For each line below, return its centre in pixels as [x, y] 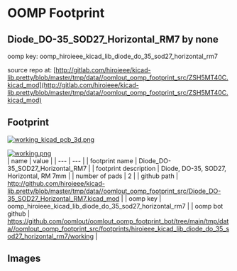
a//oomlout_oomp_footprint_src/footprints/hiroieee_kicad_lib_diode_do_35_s [118, 228]
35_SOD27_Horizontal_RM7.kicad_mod [64, 198]
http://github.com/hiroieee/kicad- [56, 183]
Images [24, 259]
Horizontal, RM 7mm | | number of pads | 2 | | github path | [93, 176]
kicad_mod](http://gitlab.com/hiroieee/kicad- [73, 85]
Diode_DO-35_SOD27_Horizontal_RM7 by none [113, 39]
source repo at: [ [32, 70]
